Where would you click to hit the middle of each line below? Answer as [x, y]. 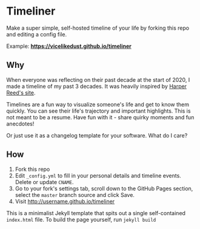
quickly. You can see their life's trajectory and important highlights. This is [98, 111]
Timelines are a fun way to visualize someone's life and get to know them [98, 104]
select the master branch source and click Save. [75, 194]
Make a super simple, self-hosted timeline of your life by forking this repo [98, 28]
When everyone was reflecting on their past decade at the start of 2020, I [98, 79]
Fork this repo [32, 169]
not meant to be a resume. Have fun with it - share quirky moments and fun [100, 117]
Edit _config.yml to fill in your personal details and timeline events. [98, 175]
